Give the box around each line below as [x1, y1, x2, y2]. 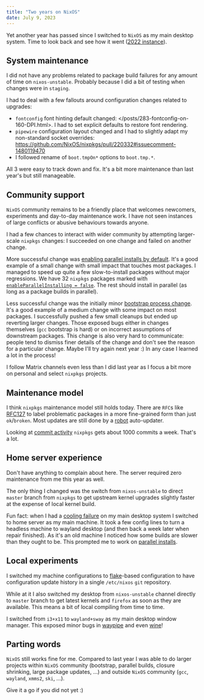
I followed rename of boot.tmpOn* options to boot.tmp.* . [15, 154, 155, 161]
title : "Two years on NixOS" [6, 9, 80, 15]
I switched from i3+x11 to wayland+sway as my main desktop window [6, 615, 177, 622]
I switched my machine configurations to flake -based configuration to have [6, 572, 195, 579]
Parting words [6, 639, 61, 649]
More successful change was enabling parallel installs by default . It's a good [6, 256, 199, 263]
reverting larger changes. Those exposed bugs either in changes [6, 319, 169, 327]
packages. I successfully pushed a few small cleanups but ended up [6, 312, 178, 320]
